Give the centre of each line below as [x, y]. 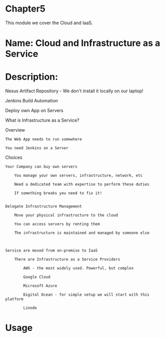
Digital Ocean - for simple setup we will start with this [87, 295]
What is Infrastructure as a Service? [42, 120]
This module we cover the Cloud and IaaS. [49, 23]
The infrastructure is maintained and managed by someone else [82, 233]
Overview [15, 130]
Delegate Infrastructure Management [44, 207]
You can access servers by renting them [57, 224]
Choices [14, 157]
